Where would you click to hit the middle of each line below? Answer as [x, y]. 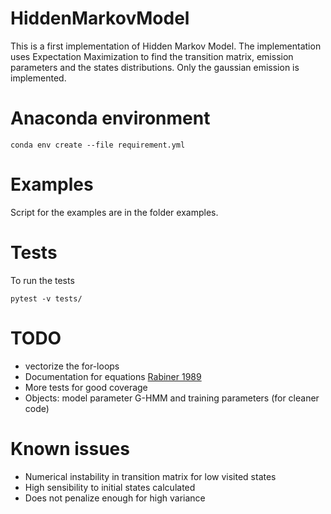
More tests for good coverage [86, 387]
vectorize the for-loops [72, 366]
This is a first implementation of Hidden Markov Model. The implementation [166, 46]
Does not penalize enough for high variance [115, 498]
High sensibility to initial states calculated [110, 487]
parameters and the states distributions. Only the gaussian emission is [155, 67]
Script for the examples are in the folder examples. [114, 212]
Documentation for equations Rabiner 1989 [113, 376]
